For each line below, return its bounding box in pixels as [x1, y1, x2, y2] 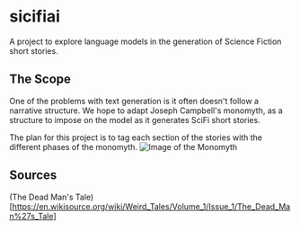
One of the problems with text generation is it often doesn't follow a [9, 95, 259, 106]
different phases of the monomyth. [9, 141, 137, 152]
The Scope [9, 72, 72, 87]
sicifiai [9, 6, 61, 27]
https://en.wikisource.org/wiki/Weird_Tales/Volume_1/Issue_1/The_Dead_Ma [12, 200, 291, 212]
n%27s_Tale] [9, 210, 57, 221]
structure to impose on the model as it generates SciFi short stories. [9, 114, 260, 125]
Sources [9, 168, 57, 183]
